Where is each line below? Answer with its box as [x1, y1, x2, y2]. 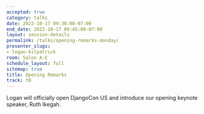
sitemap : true [6, 66, 43, 72]
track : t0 [6, 77, 32, 83]
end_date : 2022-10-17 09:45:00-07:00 [6, 26, 103, 32]
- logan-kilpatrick [6, 49, 56, 55]
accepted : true [6, 9, 45, 15]
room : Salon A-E [6, 55, 48, 61]
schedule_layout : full [6, 60, 64, 66]
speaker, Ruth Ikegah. [6, 101, 61, 108]
